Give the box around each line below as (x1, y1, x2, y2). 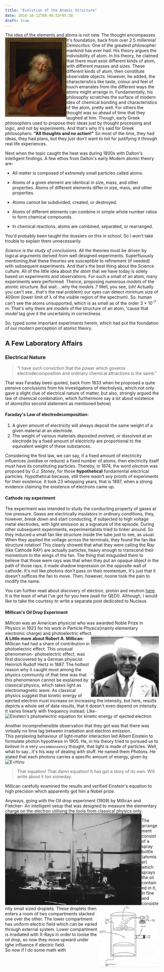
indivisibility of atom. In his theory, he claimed (66, 53, 159, 59)
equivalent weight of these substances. (12, 443, 92, 449)
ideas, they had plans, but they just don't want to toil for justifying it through (5, 136, 158, 141)
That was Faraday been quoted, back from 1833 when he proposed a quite (5, 379, 155, 385)
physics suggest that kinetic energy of (5, 693, 82, 698)
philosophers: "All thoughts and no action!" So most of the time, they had (5, 131, 155, 137)
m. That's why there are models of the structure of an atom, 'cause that (5, 305, 149, 312)
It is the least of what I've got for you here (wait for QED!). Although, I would (5, 593, 158, 599)
